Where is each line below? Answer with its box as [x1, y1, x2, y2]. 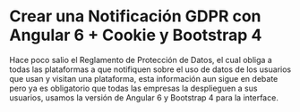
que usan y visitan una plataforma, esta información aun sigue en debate [9, 73, 279, 84]
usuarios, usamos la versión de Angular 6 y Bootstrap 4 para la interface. [9, 92, 279, 103]
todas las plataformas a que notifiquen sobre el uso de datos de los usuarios [9, 64, 292, 75]
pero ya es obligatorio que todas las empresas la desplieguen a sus [9, 83, 258, 93]
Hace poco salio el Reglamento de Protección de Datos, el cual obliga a [9, 54, 273, 65]
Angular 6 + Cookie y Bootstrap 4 [9, 25, 262, 45]
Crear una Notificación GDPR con [9, 6, 261, 27]
